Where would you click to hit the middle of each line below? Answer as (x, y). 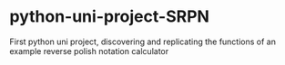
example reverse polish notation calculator (89, 51)
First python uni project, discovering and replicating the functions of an (142, 42)
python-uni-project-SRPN (109, 17)
